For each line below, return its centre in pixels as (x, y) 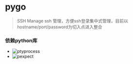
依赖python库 (21, 40)
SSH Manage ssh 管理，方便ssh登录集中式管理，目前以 (72, 21)
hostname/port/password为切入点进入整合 (59, 27)
